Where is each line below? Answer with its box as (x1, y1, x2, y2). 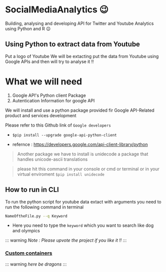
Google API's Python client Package (12, 92, 86, 98)
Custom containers (5, 250, 53, 257)
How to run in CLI (5, 186, 59, 194)
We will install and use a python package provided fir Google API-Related (5, 107, 155, 113)
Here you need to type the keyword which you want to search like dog (12, 222, 154, 228)
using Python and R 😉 (5, 25, 51, 31)
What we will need (5, 76, 82, 87)
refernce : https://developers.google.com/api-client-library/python (12, 141, 148, 147)
